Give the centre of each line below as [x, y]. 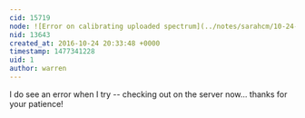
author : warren [38, 69]
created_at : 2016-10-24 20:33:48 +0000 [85, 43]
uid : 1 [22, 60]
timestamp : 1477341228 [52, 52]
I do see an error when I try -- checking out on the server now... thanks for [148, 94]
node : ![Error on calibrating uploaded [85, 26]
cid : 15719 [30, 18]
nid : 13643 [30, 34]
